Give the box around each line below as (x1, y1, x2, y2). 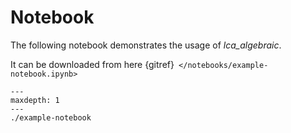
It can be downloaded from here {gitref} (10, 58, 175, 70)
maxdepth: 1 (10, 95, 60, 105)
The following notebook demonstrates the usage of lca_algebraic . (10, 39, 282, 51)
